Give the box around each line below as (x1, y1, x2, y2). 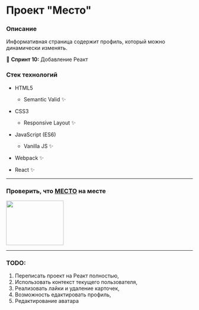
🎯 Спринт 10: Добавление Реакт (6, 56, 88, 63)
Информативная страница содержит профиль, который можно (6, 38, 166, 45)
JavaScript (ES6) (14, 131, 56, 138)
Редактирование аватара (14, 298, 79, 305)
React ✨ (14, 166, 35, 173)
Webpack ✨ (14, 154, 44, 161)
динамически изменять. (6, 44, 68, 52)
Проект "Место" (6, 4, 92, 17)
